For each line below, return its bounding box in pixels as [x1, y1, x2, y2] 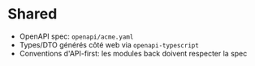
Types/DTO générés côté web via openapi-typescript [19, 39, 200, 49]
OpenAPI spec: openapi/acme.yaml [19, 31, 134, 41]
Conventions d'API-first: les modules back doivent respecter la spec [19, 48, 248, 58]
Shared [7, 5, 58, 23]
